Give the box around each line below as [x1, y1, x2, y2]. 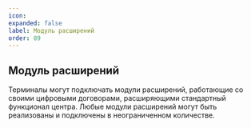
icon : [8, 11, 26, 20]
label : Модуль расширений [8, 26, 94, 34]
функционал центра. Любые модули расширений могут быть [8, 102, 217, 112]
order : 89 [8, 34, 42, 42]
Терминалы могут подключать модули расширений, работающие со [8, 85, 244, 94]
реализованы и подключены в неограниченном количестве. [8, 110, 216, 120]
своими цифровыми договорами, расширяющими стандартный [8, 94, 226, 103]
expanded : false [8, 19, 62, 27]
